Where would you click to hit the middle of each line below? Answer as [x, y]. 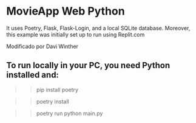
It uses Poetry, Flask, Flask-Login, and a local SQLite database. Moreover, [98, 28]
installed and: [33, 75]
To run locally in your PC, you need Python [88, 65]
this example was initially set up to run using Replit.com [76, 34]
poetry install [52, 101]
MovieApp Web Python [66, 11]
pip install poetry [57, 90]
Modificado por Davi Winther [42, 46]
